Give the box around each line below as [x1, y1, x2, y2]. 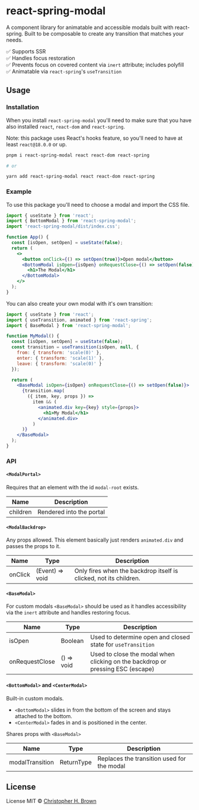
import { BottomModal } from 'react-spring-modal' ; [6, 218, 136, 224]
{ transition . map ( [21, 388, 65, 394]
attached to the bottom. [14, 712, 73, 719]
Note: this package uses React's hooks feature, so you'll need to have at [6, 135, 183, 142]
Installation [6, 103, 40, 111]
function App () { [6, 234, 49, 241]
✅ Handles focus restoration [6, 55, 75, 62]
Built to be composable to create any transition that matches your [24, 30, 184, 37]
